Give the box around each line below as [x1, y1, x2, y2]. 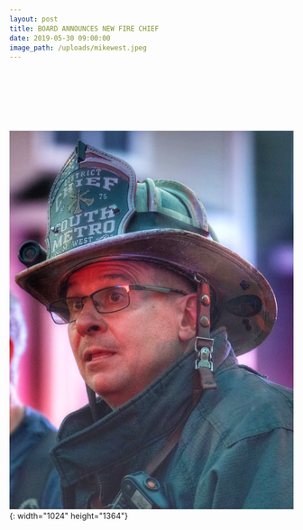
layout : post [9, 14, 59, 23]
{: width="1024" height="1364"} [9, 510, 129, 522]
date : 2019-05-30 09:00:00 [9, 33, 111, 42]
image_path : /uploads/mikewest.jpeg [9, 43, 147, 52]
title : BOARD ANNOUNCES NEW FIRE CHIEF [9, 23, 160, 33]
